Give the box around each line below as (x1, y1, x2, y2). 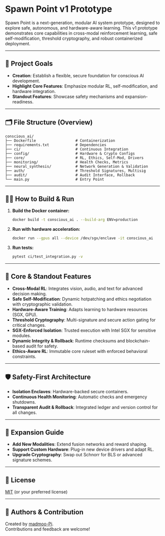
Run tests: (12, 245, 34, 251)
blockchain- (126, 338, 151, 344)
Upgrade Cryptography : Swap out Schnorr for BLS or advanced (12, 452, 142, 458)
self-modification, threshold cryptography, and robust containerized (5, 35, 143, 41)
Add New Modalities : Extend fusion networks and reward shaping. (12, 441, 147, 447)
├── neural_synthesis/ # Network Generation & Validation (5, 164, 148, 169)
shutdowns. (12, 399, 36, 405)
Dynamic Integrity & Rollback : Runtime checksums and (12, 338, 125, 344)
